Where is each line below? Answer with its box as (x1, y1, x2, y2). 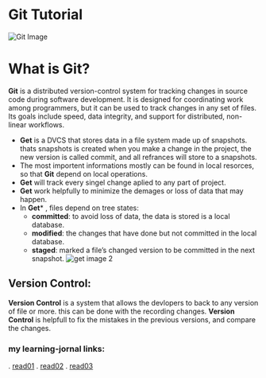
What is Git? (8, 60, 91, 78)
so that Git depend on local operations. (19, 169, 148, 178)
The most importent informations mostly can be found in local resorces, (19, 161, 254, 170)
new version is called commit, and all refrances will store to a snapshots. (19, 152, 257, 162)
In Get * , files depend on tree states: (19, 203, 139, 212)
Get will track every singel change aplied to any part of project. (19, 177, 226, 187)
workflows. (28, 119, 65, 129)
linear (8, 119, 27, 129)
